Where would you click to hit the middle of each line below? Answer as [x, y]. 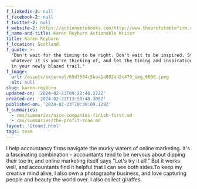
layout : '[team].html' [34, 126]
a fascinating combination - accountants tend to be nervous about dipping [96, 154]
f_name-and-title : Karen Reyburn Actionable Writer [70, 33]
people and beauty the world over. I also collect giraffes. [74, 179]
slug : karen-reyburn [31, 88]
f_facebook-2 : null [30, 17]
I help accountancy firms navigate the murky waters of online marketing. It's [98, 148]
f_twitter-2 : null [28, 22]
